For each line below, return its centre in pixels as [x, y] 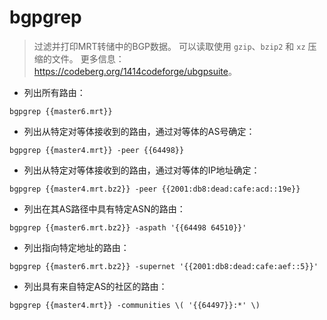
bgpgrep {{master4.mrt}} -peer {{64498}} [97, 150]
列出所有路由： [54, 92]
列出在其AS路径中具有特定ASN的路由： [104, 208]
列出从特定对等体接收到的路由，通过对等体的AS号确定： [139, 131]
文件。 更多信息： [88, 58]
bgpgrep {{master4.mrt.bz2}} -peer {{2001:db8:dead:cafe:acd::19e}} [155, 189]
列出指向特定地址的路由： [76, 247]
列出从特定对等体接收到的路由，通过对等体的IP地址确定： [142, 170]
